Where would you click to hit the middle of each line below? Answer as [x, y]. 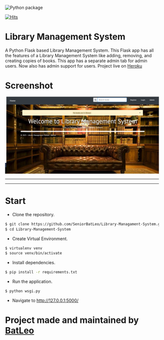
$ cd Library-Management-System [38, 229]
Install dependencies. [34, 263]
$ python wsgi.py [23, 291]
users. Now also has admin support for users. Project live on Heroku [74, 66]
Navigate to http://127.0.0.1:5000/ [45, 300]
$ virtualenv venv [24, 248]
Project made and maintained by [72, 320]
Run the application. [32, 282]
